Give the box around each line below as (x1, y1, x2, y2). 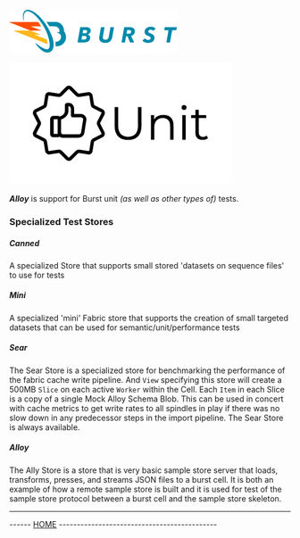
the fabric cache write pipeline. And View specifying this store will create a (9, 374, 283, 385)
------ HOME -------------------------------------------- (9, 518, 218, 529)
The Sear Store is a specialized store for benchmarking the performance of (9, 365, 286, 376)
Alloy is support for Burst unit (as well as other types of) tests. (9, 194, 239, 203)
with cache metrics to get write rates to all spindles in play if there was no (9, 402, 280, 413)
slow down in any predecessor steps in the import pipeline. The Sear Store (9, 412, 284, 423)
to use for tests (9, 269, 65, 280)
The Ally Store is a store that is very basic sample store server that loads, (9, 465, 279, 476)
